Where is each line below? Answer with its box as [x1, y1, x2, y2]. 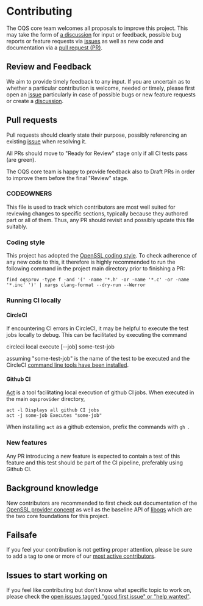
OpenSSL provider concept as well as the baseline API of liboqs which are [6, 505, 192, 513]
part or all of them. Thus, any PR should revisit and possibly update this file [6, 216, 194, 223]
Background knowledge [6, 483, 99, 494]
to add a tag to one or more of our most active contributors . [6, 552, 156, 560]
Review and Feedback [6, 62, 91, 72]
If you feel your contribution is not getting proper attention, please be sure [6, 546, 193, 554]
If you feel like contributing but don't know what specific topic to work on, [6, 586, 192, 594]
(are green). [6, 156, 37, 163]
